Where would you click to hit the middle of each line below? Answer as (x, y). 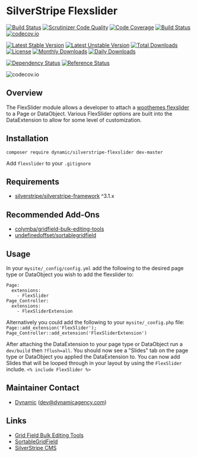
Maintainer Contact (43, 388)
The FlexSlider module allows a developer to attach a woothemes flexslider (98, 107)
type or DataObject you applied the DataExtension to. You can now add (93, 357)
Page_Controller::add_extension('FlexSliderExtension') (77, 333)
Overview (25, 93)
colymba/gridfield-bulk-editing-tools (59, 229)
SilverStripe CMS (36, 448)
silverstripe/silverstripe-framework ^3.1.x (64, 196)
